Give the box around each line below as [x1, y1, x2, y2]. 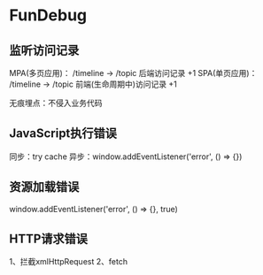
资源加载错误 [9, 180, 80, 195]
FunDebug [9, 5, 88, 26]
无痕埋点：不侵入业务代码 [9, 98, 103, 108]
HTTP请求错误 [9, 232, 89, 247]
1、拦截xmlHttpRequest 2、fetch [9, 256, 128, 267]
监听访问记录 [9, 42, 80, 57]
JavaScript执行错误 [9, 126, 118, 141]
